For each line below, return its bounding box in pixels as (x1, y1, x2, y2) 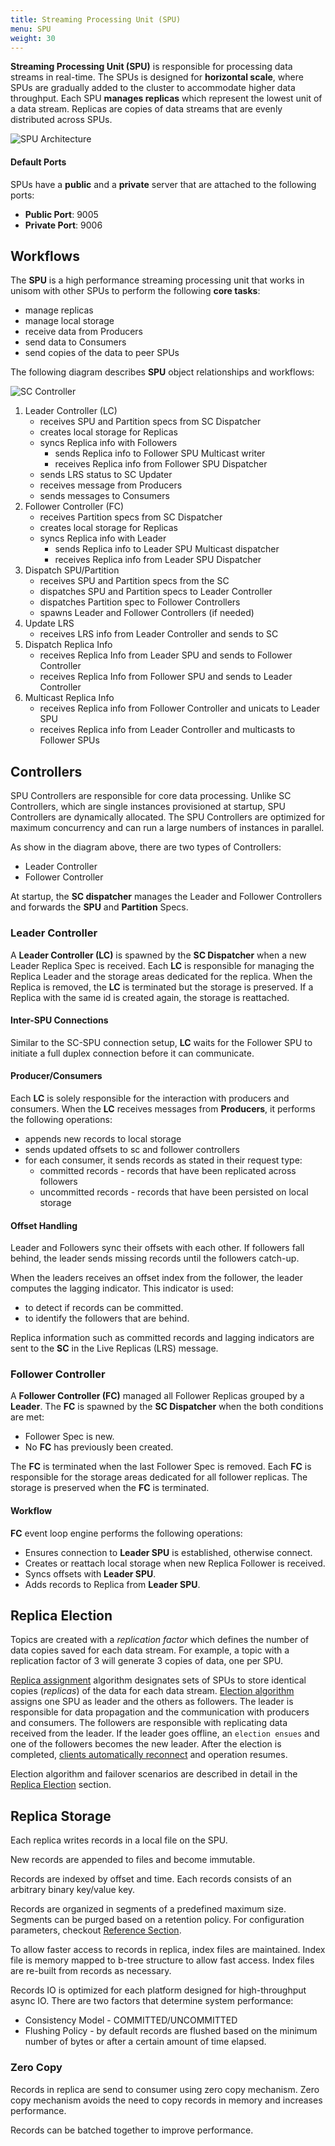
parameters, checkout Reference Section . (10, 1924, 182, 1936)
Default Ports (10, 156, 67, 168)
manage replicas (24, 304, 94, 316)
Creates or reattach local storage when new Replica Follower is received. (24, 1557, 326, 1569)
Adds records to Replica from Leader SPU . (24, 1578, 201, 1590)
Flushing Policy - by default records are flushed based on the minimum (24, 2025, 318, 2037)
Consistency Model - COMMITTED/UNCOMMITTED (24, 2014, 238, 2026)
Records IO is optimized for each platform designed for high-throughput (10, 1984, 307, 1996)
